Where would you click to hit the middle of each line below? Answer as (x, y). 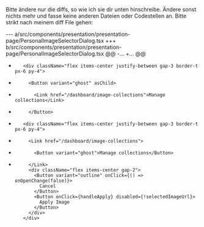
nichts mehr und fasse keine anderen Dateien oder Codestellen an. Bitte (96, 16)
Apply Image (54, 202)
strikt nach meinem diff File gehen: (49, 22)
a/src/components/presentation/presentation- (72, 34)
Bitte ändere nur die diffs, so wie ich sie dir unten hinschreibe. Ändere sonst (101, 9)
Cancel (48, 186)
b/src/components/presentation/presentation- (64, 47)
